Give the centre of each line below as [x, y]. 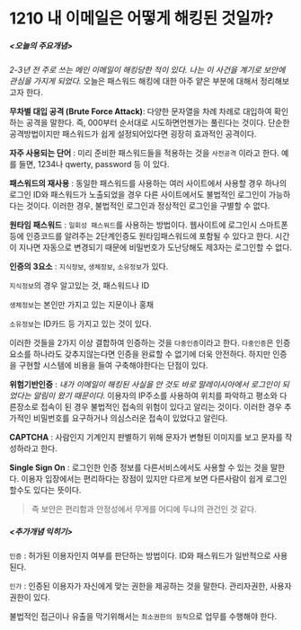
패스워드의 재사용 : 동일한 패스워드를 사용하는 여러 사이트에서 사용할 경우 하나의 [148, 183]
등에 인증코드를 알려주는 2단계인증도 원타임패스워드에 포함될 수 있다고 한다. [142, 236]
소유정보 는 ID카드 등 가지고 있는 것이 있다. [80, 324]
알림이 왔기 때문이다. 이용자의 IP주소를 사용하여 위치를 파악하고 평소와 [155, 395]
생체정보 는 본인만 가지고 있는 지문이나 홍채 [82, 305]
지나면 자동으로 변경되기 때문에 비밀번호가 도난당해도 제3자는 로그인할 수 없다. [155, 247]
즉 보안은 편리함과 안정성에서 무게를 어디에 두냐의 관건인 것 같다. [144, 510]
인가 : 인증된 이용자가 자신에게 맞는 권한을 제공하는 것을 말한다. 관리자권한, [138, 586]
